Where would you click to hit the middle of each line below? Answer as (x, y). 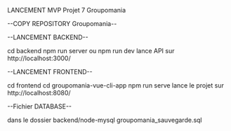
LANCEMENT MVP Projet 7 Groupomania (67, 10)
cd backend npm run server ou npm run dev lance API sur (91, 51)
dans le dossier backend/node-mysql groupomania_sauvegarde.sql (105, 120)
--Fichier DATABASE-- (40, 106)
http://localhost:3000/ (39, 58)
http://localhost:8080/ (39, 93)
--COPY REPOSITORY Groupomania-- (62, 23)
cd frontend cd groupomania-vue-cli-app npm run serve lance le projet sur (116, 85)
